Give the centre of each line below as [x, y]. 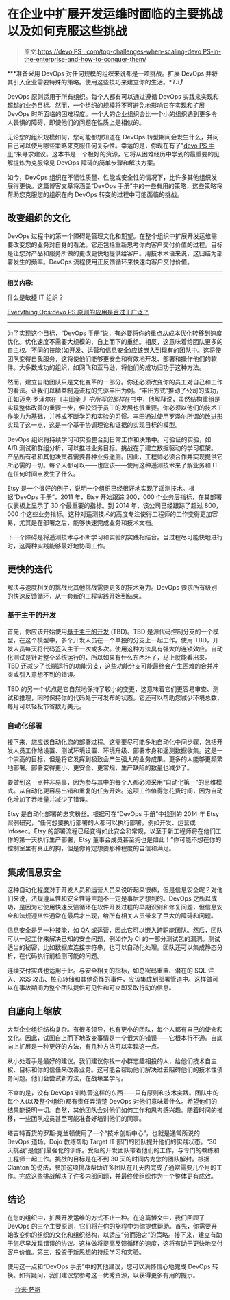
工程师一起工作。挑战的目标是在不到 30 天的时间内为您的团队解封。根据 [108, 1159]
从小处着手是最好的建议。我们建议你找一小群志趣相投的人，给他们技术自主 [112, 1060]
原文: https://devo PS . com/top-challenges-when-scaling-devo [113, 51]
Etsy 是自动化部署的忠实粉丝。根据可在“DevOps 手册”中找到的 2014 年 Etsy [113, 814]
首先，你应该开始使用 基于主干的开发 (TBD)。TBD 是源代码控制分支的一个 [110, 631]
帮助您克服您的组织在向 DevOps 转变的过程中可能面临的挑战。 [95, 194]
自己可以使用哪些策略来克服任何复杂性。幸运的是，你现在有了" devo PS [107, 146]
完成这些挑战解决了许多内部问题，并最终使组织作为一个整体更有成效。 [118, 1176]
